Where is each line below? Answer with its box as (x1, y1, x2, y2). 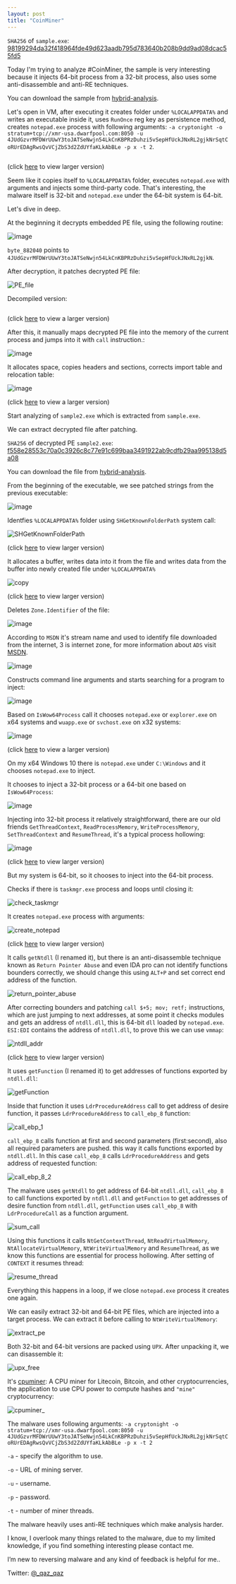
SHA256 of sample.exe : (7, 36, 70, 45)
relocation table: (7, 370, 55, 379)
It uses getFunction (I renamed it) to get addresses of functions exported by (7, 1066, 228, 1075)
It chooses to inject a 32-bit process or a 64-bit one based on (7, 780, 187, 788)
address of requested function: (7, 1159, 97, 1167)
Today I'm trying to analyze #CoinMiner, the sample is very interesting (7, 65, 211, 73)
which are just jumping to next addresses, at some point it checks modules (7, 1010, 224, 1019)
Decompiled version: (7, 294, 68, 302)
